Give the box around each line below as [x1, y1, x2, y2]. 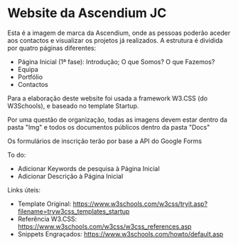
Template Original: [17, 199, 72, 208]
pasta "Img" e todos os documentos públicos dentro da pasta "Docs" [7, 123, 210, 131]
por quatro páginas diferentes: [7, 43, 97, 52]
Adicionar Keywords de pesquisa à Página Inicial [17, 164, 160, 172]
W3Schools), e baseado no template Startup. [7, 101, 139, 110]
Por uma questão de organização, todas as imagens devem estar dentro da [7, 115, 227, 124]
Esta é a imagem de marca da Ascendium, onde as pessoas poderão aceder [7, 28, 231, 37]
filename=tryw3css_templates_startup [17, 207, 130, 215]
